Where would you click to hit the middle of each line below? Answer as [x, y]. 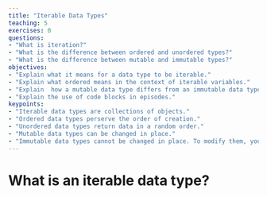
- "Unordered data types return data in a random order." [106, 126]
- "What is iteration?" [48, 45]
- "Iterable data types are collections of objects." [99, 112]
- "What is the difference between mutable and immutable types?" [120, 60]
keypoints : [26, 104]
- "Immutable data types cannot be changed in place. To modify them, [128, 141]
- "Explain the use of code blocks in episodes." [92, 97]
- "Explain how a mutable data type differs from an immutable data [126, 89]
